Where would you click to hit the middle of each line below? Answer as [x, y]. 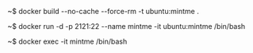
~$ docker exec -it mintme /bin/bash [67, 41]
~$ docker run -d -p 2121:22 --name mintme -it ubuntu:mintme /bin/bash [126, 26]
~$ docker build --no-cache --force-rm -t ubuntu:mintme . [103, 11]
